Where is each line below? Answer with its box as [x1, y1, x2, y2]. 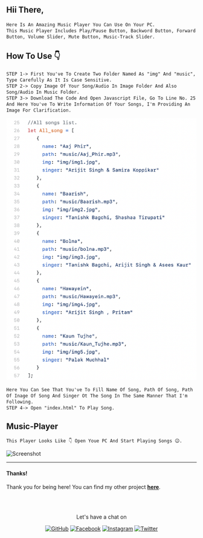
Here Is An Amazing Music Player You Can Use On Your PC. [6, 21, 155, 28]
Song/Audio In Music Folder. [6, 89, 80, 95]
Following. [6, 399, 34, 405]
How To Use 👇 [6, 51, 60, 61]
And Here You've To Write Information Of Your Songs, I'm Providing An [6, 101, 190, 107]
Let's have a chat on [76, 513, 127, 520]
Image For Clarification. [6, 107, 71, 113]
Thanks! [6, 470, 28, 477]
